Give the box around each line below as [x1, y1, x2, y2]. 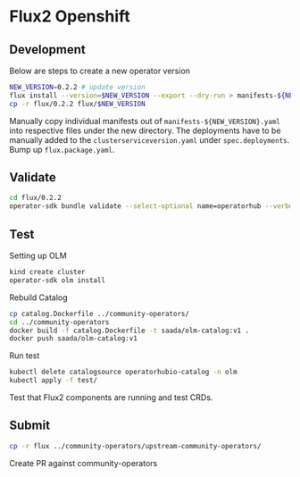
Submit [9, 418, 51, 433]
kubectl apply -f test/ [9, 376, 98, 385]
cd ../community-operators [9, 317, 110, 327]
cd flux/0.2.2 [9, 194, 62, 203]
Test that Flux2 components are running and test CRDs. [9, 392, 213, 403]
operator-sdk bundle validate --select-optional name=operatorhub [9, 202, 262, 211]
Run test [9, 350, 40, 361]
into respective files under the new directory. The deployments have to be [9, 125, 281, 136]
